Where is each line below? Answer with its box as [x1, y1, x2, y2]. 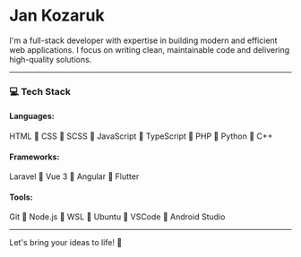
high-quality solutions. [9, 54, 92, 64]
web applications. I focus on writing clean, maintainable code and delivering [9, 44, 290, 55]
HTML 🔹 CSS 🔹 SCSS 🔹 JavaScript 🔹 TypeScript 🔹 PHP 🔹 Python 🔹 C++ [9, 131, 273, 141]
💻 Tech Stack [9, 85, 72, 98]
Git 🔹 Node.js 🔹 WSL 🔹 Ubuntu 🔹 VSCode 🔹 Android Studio [9, 211, 226, 222]
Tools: [9, 192, 33, 202]
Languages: [9, 111, 56, 122]
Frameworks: [9, 151, 60, 162]
